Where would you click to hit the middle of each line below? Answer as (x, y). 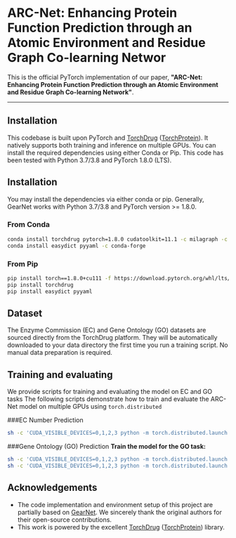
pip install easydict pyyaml (50, 291)
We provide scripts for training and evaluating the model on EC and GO (110, 392)
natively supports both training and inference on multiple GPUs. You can (112, 145)
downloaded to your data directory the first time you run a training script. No (118, 345)
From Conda (29, 225)
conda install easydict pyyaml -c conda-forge (77, 246)
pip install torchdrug (40, 285)
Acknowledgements (52, 488)
